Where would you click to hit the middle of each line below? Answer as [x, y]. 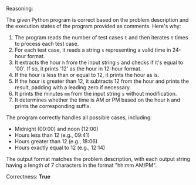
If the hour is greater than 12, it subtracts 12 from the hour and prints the [102, 81]
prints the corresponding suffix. [53, 106]
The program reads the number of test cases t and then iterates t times [101, 37]
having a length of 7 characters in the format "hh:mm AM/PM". [82, 165]
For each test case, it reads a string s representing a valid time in [93, 50]
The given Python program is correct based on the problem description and [97, 20]
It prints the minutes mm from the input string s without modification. [96, 94]
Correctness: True [28, 176]
